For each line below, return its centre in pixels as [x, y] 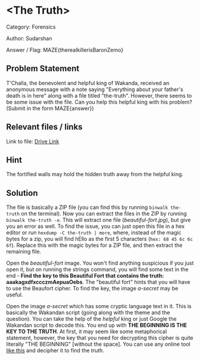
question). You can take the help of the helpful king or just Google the [91, 319]
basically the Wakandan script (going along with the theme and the [88, 312]
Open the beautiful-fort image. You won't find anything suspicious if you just [100, 263]
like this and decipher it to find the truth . [55, 350]
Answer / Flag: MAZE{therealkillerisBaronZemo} [65, 50]
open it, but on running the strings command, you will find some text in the [97, 270]
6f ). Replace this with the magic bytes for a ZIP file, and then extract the [94, 245]
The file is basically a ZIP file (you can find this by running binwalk [87, 207]
